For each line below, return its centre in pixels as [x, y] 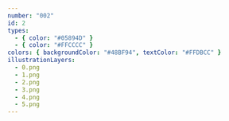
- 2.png [27, 82]
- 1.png [27, 75]
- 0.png [27, 68]
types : [18, 30]
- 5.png [27, 104]
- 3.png [27, 90]
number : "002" [31, 16]
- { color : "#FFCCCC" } [54, 45]
